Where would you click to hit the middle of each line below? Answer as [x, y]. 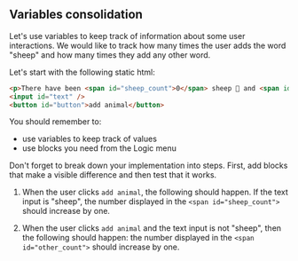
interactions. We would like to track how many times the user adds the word [148, 45]
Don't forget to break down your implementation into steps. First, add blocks [149, 166]
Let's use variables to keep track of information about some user [127, 36]
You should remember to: [55, 122]
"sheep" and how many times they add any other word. [110, 55]
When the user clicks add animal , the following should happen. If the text [155, 192]
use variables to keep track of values [90, 139]
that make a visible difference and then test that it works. [113, 175]
